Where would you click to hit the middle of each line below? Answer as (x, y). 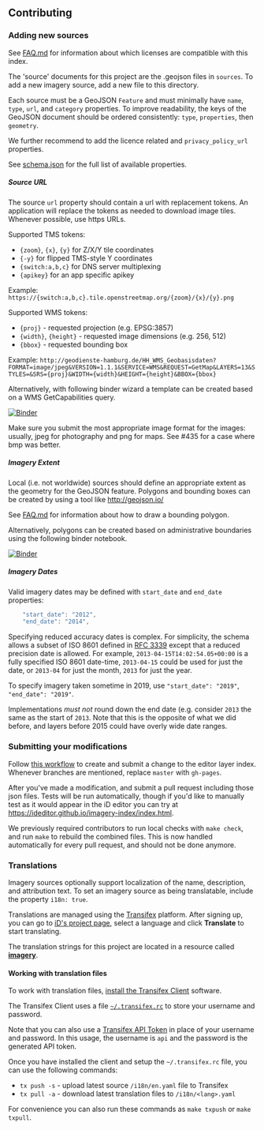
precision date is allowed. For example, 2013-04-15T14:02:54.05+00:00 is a (128, 654)
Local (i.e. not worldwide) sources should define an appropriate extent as (127, 482)
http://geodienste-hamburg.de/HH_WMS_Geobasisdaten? (128, 360)
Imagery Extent (34, 463)
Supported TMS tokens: (47, 234)
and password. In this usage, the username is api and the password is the (128, 1038)
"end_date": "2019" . (41, 694)
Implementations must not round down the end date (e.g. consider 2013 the (130, 709)
